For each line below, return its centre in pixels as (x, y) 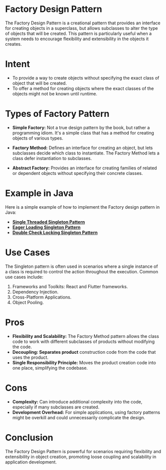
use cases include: (24, 277)
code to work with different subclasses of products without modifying (83, 341)
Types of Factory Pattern (57, 114)
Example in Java (39, 193)
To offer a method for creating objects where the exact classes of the (83, 88)
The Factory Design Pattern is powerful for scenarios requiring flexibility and (83, 451)
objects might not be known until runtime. (55, 93)
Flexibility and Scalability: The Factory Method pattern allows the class (86, 336)
